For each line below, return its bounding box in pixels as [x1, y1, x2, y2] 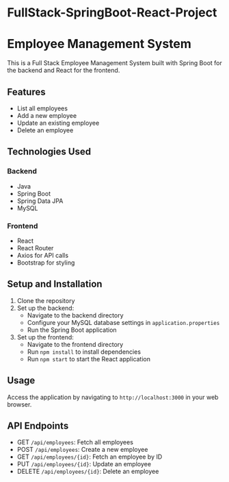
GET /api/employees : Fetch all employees [16, 438, 133, 446]
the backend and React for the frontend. [7, 67, 120, 75]
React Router [16, 243, 54, 252]
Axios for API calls [16, 251, 69, 259]
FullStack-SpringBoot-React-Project [7, 5, 217, 21]
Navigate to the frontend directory [27, 340, 124, 348]
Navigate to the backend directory [27, 311, 124, 320]
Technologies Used [7, 146, 91, 158]
